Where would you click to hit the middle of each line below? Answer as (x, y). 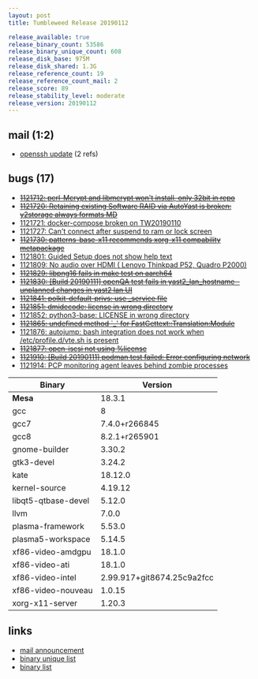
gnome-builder (41, 449)
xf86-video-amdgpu (52, 551)
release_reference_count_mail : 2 (63, 81)
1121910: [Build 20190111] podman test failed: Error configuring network (135, 356)
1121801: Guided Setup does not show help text (96, 256)
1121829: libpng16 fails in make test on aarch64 (96, 273)
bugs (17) (32, 179)
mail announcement (52, 650)
